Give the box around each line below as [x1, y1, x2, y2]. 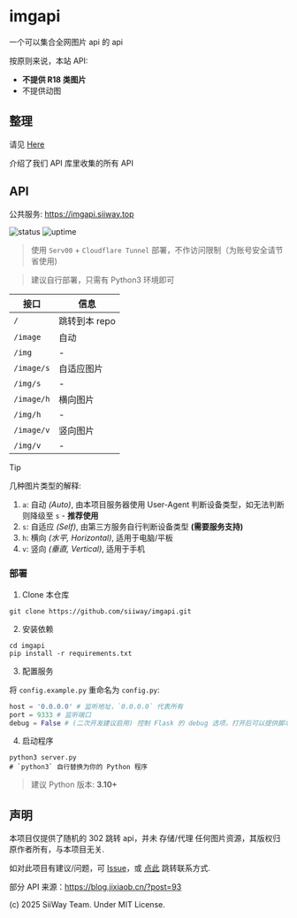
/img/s [13, 378, 42, 389]
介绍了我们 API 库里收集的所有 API [9, 158, 134, 168]
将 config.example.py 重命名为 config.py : [9, 684, 160, 695]
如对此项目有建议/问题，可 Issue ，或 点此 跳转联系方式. [9, 863, 210, 874]
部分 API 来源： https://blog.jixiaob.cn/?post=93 [9, 882, 182, 892]
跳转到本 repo [58, 314, 117, 327]
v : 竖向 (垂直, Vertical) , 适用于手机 [21, 543, 146, 554]
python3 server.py [9, 753, 77, 762]
